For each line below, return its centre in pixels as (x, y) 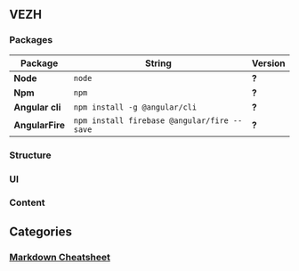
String (158, 63)
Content (28, 202)
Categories (41, 231)
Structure (30, 155)
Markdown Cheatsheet (60, 257)
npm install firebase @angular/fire (151, 120)
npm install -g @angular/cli (135, 107)
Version (268, 63)
